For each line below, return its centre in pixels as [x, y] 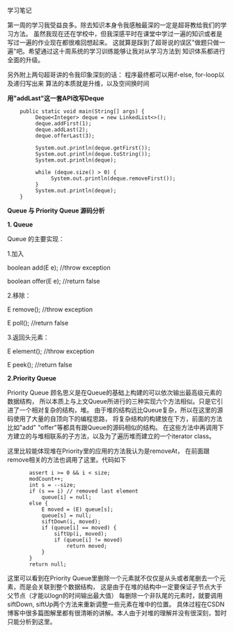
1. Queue [20, 224]
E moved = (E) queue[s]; [77, 509]
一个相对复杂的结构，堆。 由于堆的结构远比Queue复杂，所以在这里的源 [121, 410]
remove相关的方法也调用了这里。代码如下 [67, 460]
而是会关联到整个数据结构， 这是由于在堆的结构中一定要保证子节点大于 [121, 587]
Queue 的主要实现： [36, 239]
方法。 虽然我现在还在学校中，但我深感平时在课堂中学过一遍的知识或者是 [118, 34]
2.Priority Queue [32, 378]
